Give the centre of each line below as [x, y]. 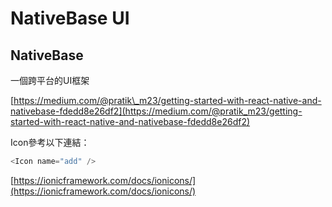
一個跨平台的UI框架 [50, 80]
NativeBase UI [70, 18]
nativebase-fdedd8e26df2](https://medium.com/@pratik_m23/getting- [156, 111]
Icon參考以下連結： [50, 142]
